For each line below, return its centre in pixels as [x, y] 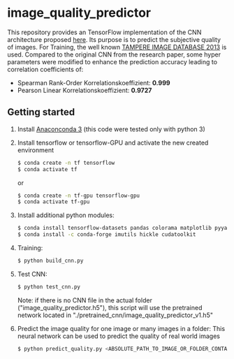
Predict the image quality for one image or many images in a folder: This [121, 328]
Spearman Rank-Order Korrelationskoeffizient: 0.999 [94, 82]
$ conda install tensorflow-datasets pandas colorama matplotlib [114, 228]
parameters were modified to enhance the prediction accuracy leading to [112, 61]
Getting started [41, 112]
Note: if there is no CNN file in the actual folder [85, 300]
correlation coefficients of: [45, 69]
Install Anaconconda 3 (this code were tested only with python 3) [111, 129]
